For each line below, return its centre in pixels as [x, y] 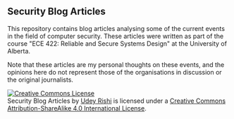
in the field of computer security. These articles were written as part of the [116, 36]
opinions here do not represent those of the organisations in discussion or [115, 72]
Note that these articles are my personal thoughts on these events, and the [116, 64]
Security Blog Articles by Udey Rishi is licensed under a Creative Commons [117, 101]
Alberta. [19, 51]
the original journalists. [41, 80]
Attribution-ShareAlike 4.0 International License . [77, 108]
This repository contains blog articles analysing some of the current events [116, 28]
